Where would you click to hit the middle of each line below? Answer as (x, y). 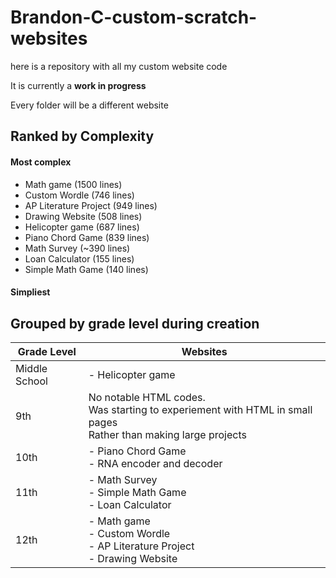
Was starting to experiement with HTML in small (200, 409)
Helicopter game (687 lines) (82, 227)
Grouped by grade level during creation (135, 323)
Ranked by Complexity (82, 136)
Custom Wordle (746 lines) (79, 195)
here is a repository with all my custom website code (119, 66)
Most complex (41, 162)
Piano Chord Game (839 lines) (87, 237)
